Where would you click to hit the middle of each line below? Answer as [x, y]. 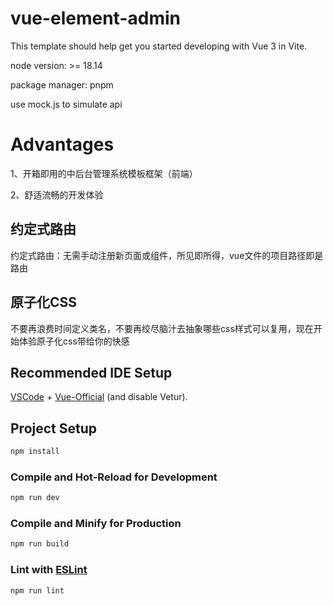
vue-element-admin [95, 18]
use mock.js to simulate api [66, 104]
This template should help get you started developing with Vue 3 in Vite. [159, 46]
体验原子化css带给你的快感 [74, 341]
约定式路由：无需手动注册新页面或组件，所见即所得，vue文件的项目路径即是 [167, 255]
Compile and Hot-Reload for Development [114, 477]
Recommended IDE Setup [91, 372]
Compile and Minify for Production [96, 524]
